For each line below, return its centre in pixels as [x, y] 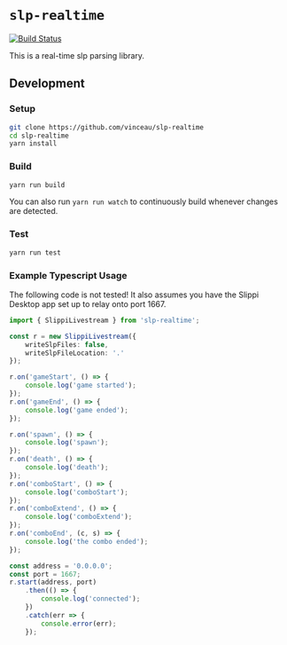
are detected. [34, 211]
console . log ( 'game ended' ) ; [77, 410]
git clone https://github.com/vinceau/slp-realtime [106, 127]
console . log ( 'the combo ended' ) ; [87, 541]
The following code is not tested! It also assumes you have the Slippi [134, 295]
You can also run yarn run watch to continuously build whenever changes [144, 201]
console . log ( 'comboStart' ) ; [77, 492]
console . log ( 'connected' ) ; [91, 599]
